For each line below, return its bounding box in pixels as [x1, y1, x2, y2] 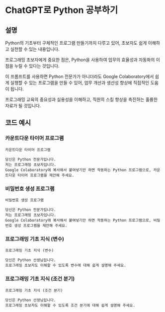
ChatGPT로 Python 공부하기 [5, 4, 118, 16]
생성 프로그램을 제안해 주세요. [14, 223, 68, 228]
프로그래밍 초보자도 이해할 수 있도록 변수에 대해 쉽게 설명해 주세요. [5, 263, 126, 268]
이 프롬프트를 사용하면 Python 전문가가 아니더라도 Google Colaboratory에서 [5, 74, 154, 79]
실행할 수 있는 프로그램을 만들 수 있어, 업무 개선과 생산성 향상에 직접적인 [10, 80, 150, 85]
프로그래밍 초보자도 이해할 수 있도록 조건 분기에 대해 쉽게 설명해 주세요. [5, 303, 135, 308]
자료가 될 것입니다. [5, 103, 41, 108]
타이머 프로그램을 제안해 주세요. [17, 172, 75, 178]
